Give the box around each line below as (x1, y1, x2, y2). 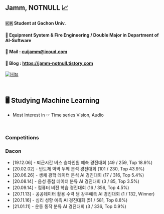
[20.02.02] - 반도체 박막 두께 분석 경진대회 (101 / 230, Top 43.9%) (12, 166, 145, 172)
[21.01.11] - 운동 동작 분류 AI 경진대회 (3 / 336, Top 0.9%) (12, 203, 126, 209)
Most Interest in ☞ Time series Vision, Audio (12, 112, 104, 118)
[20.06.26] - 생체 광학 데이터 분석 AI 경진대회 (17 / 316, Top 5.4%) (12, 172, 144, 178)
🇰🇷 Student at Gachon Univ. (5, 20, 66, 26)
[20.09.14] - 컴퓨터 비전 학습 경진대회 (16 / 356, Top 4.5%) (12, 184, 129, 191)
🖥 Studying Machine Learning (5, 96, 100, 105)
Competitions (5, 134, 39, 141)
